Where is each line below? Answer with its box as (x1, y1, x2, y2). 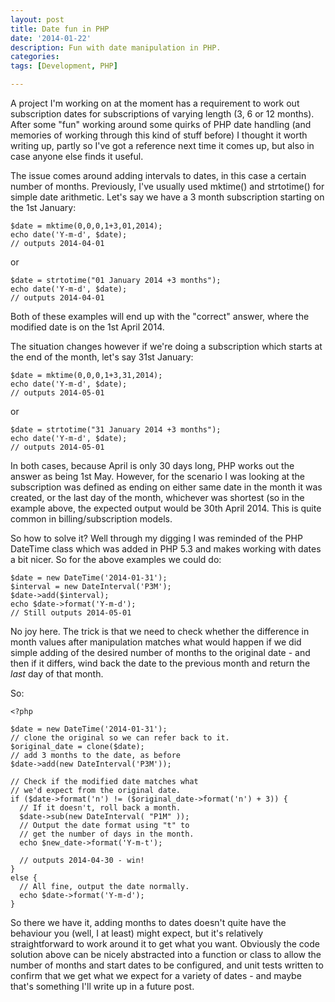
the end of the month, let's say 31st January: (10, 351, 194, 363)
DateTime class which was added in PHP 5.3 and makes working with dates (10, 543, 322, 555)
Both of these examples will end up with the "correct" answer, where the (10, 311, 310, 322)
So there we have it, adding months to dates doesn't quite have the (10, 917, 287, 928)
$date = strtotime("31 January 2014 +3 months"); (10, 425, 222, 435)
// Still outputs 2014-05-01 (10, 608, 132, 618)
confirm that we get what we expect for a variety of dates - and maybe (10, 970, 302, 981)
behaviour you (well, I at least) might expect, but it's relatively (10, 927, 264, 939)
